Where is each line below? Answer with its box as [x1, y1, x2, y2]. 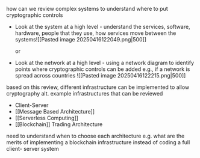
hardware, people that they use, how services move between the [14, 29, 177, 37]
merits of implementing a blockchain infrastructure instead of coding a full [6, 139, 190, 146]
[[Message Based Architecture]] [14, 108, 95, 115]
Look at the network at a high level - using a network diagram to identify [14, 59, 195, 66]
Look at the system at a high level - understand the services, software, [14, 23, 191, 30]
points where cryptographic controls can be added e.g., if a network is [14, 65, 190, 73]
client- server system [6, 145, 59, 152]
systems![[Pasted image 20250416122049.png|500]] [14, 36, 146, 43]
